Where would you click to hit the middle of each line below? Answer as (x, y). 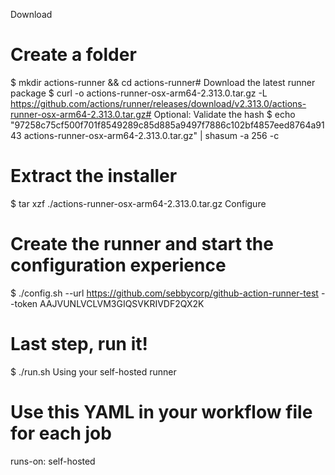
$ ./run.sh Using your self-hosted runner (93, 371)
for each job (61, 433)
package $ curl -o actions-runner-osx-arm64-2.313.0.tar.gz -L (139, 93)
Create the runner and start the (142, 244)
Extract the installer (94, 176)
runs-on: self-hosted (53, 461)
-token (24, 303)
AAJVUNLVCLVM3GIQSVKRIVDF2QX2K (122, 303)
